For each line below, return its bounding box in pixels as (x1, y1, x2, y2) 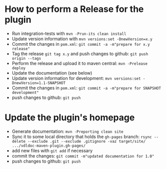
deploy (11, 66, 26, 71)
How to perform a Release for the (4, 3, 144, 15)
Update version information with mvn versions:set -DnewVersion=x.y (11, 36, 153, 42)
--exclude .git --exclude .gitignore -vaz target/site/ (27, 139, 146, 144)
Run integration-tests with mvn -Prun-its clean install (11, 30, 127, 36)
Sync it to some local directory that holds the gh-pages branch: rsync (11, 133, 152, 140)
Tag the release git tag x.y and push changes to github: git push (11, 51, 149, 57)
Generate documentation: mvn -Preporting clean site (11, 128, 124, 134)
